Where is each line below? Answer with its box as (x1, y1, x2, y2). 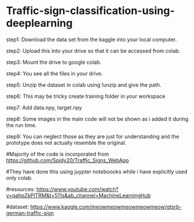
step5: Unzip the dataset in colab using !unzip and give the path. (6, 81, 162, 88)
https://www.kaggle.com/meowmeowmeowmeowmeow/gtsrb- (30, 203, 182, 210)
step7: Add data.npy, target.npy (6, 104, 82, 111)
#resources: (6, 186, 35, 193)
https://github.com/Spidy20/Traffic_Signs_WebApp (6, 156, 129, 163)
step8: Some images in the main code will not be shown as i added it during (6, 115, 189, 122)
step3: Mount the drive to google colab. (6, 59, 101, 66)
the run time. (6, 121, 37, 128)
